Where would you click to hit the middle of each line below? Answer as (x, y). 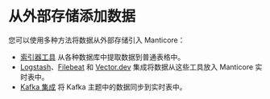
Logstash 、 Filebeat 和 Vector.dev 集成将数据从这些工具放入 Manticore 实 (141, 67)
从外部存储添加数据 (72, 16)
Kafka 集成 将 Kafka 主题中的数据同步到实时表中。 (103, 87)
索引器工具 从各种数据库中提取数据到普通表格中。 (102, 57)
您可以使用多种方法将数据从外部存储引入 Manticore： (97, 40)
